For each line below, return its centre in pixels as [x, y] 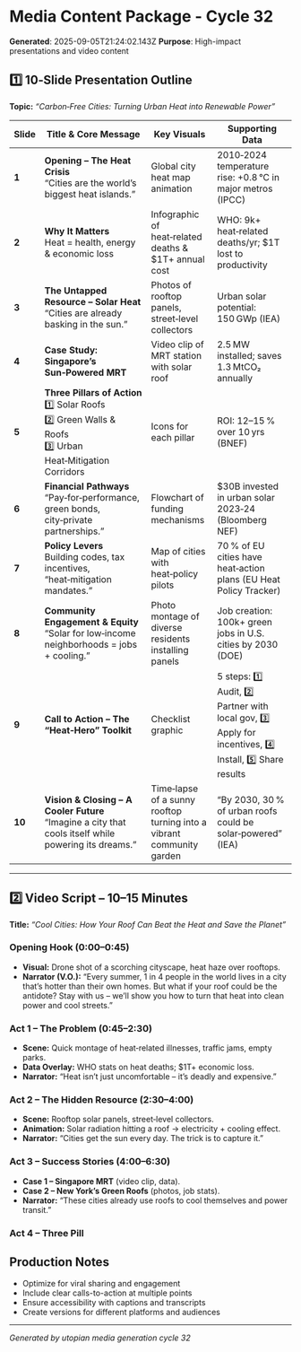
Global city [174, 166]
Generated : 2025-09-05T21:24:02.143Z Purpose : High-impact [125, 41]
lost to [230, 253]
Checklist [171, 720]
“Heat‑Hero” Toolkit [88, 730]
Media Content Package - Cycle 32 [142, 17]
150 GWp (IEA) [248, 318]
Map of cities [178, 551]
